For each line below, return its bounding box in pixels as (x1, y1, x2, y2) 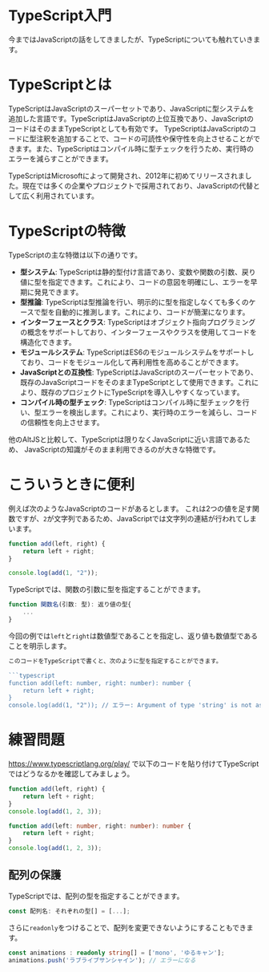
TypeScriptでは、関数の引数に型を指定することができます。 (8, 585, 206, 594)
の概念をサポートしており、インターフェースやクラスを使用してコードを (19, 327, 258, 337)
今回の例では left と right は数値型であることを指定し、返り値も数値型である (8, 630, 259, 641)
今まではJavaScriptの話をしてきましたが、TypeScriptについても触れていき (8, 34, 254, 44)
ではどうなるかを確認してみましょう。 (8, 769, 134, 779)
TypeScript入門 (8, 6, 112, 25)
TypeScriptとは (8, 76, 112, 94)
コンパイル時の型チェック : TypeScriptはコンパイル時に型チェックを (19, 397, 243, 407)
